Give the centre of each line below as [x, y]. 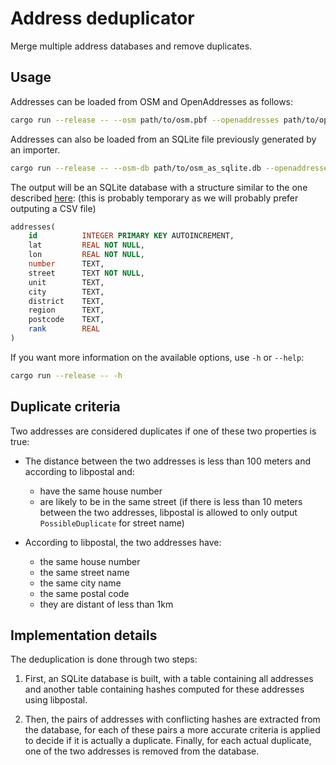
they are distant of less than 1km [106, 604]
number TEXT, [66, 264]
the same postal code [84, 593]
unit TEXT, [66, 282]
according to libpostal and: [79, 471]
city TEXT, [66, 292]
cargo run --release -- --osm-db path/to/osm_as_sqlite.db [136, 168]
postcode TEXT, [66, 320]
